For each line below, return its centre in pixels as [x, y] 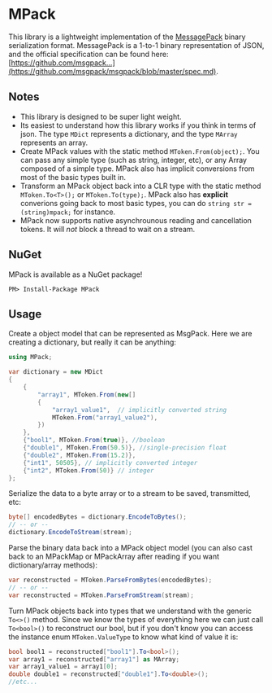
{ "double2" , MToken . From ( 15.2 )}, [80, 455]
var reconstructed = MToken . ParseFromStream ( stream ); [101, 595]
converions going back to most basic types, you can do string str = [136, 203]
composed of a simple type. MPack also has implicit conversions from [137, 169]
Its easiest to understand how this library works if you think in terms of [138, 125]
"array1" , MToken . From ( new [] [87, 395]
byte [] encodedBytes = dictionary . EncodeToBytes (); [97, 517]
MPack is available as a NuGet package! [76, 274]
